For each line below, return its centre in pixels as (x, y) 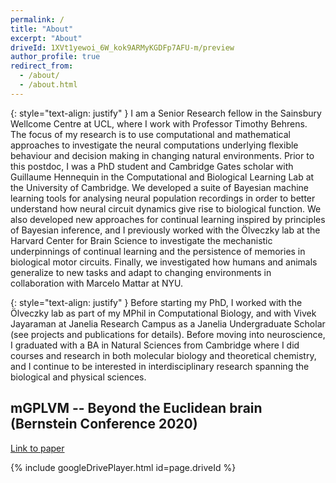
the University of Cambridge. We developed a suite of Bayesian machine (160, 187)
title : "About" (42, 29)
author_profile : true (55, 57)
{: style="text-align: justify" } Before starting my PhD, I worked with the (156, 302)
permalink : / (37, 19)
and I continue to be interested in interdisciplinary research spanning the (160, 366)
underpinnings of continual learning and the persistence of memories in (158, 251)
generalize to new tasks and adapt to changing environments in (141, 272)
